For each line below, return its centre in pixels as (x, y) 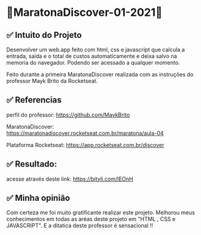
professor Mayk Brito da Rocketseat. (52, 81)
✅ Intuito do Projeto (44, 35)
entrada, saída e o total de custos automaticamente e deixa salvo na (92, 56)
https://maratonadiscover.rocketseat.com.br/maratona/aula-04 (85, 133)
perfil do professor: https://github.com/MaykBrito (68, 115)
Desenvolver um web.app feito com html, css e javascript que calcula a (96, 49)
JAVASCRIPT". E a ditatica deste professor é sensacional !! (80, 226)
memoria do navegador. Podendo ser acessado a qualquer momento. (93, 63)
